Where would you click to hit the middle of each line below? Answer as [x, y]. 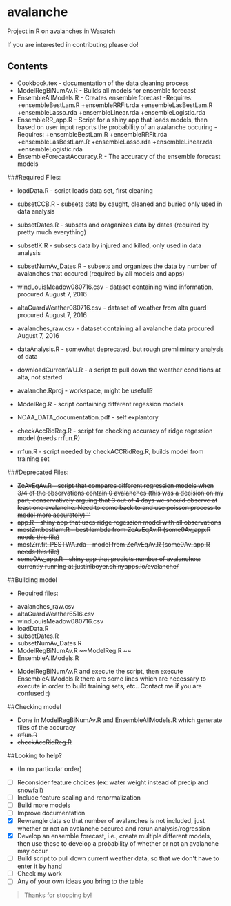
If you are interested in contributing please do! [73, 44]
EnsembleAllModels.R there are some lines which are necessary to [112, 679]
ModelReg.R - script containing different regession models [100, 404]
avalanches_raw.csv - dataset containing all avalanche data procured [115, 328]
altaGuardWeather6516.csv [56, 614]
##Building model [32, 579]
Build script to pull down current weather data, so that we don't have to [118, 858]
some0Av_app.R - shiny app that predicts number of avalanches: [109, 559]
